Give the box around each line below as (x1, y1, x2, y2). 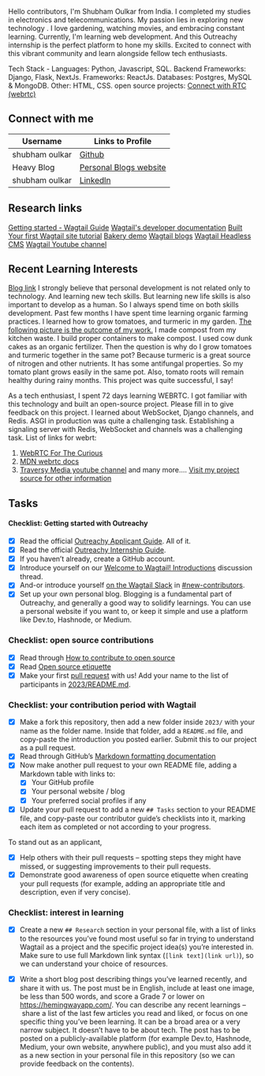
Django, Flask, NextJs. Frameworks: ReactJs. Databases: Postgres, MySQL (8, 73, 252, 81)
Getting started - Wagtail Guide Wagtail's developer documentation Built (8, 222, 243, 232)
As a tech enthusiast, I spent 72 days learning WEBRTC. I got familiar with (8, 391, 248, 400)
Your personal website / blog (31, 786, 125, 796)
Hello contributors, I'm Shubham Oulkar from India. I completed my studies (8, 7, 251, 16)
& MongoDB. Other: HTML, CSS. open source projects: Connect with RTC (8, 81, 247, 90)
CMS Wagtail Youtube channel (8, 239, 107, 248)
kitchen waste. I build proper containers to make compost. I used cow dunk (8, 334, 253, 343)
